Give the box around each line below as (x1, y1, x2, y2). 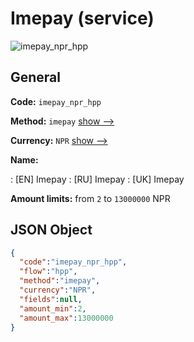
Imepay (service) (10, 7, 155, 30)
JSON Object (10, 222, 93, 239)
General (10, 69, 62, 86)
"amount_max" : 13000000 (19, 313, 114, 323)
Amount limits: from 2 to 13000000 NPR (10, 192, 171, 204)
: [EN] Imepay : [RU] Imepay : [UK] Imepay (10, 173, 185, 185)
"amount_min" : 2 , (19, 303, 87, 314)
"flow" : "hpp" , (19, 267, 78, 277)
